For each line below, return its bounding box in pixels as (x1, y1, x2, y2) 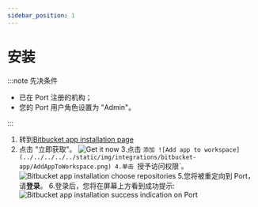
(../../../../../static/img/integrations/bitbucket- (18, 153, 197, 161)
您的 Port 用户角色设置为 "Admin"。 (18, 102, 136, 111)
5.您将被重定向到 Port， (177, 171, 255, 180)
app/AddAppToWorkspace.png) (18, 163, 112, 171)
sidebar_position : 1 (7, 11, 76, 20)
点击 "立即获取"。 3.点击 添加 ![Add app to (18, 144, 201, 154)
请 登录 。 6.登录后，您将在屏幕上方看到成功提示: (18, 181, 176, 190)
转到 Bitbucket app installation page (18, 134, 134, 144)
